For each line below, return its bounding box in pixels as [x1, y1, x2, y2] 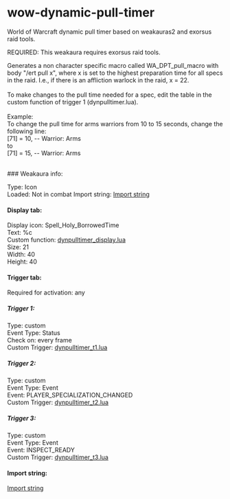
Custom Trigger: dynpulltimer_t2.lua [7, 398, 108, 406]
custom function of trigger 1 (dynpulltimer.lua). [7, 97, 139, 106]
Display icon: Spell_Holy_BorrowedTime [7, 221, 119, 229]
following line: [7, 127, 47, 135]
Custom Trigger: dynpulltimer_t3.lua [7, 453, 108, 461]
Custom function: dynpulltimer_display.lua [7, 235, 126, 244]
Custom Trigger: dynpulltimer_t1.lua [7, 343, 108, 351]
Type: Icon [7, 183, 38, 191]
